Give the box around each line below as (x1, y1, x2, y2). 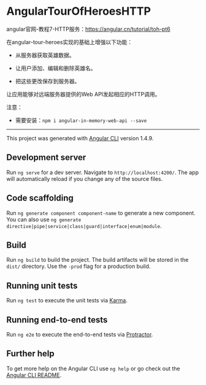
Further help (6, 348, 55, 359)
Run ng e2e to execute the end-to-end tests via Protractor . (6, 331, 153, 338)
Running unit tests (6, 280, 78, 291)
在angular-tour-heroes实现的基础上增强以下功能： (6, 38, 133, 45)
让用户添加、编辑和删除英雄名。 (15, 64, 96, 72)
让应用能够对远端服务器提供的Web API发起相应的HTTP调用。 (6, 90, 161, 97)
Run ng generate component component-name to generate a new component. (6, 209, 196, 216)
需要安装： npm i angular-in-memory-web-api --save (15, 116, 147, 124)
